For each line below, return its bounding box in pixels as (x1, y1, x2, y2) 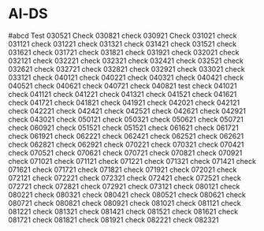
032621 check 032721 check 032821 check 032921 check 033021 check (8, 64, 246, 73)
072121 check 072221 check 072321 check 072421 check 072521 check (8, 173, 242, 182)
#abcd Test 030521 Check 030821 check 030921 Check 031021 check (8, 31, 237, 40)
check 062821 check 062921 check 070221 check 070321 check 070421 (8, 140, 244, 149)
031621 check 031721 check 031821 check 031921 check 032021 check (8, 47, 240, 57)
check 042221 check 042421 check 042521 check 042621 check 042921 (8, 106, 247, 115)
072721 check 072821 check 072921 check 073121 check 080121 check (8, 181, 240, 191)
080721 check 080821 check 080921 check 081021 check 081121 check (8, 198, 242, 207)
